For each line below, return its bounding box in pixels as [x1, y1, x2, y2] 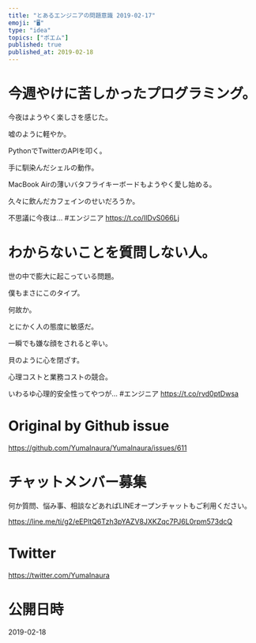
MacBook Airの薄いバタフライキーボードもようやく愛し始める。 [8, 179, 216, 189]
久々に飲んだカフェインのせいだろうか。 [8, 196, 140, 205]
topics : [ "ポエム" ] [8, 33, 69, 42]
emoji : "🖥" [8, 19, 45, 27]
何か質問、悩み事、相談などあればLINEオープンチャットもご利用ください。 [8, 501, 251, 510]
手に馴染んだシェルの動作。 [8, 163, 99, 172]
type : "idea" [8, 26, 51, 34]
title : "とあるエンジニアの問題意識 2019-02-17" [8, 11, 156, 20]
